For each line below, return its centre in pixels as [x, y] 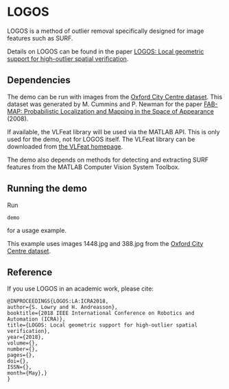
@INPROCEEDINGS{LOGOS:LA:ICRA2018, [58, 301]
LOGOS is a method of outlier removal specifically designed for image [106, 31]
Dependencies [39, 80]
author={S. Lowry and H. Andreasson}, [62, 308]
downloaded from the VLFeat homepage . [65, 146]
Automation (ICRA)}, [37, 319]
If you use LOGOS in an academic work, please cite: [81, 289]
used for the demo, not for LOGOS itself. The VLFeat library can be [101, 139]
